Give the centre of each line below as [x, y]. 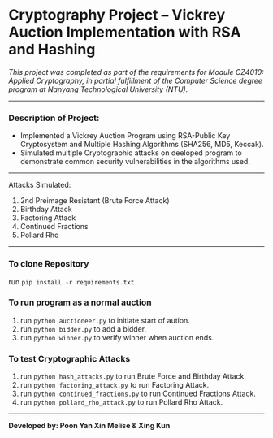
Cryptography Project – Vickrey [117, 15]
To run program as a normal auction [80, 302]
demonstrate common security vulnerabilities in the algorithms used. [135, 162]
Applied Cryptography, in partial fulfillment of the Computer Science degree [135, 80]
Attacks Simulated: [40, 185]
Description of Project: [54, 118]
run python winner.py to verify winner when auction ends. [117, 337]
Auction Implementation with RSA [125, 32]
